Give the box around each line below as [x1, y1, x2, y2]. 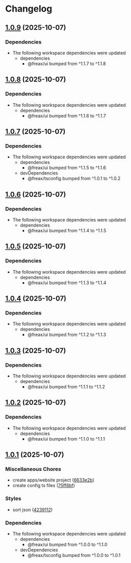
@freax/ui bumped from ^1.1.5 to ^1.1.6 [27, 165, 106, 171]
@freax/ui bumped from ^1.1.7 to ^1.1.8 [27, 60, 106, 66]
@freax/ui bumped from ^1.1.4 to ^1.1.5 [27, 227, 107, 233]
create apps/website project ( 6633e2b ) [12, 477, 95, 483]
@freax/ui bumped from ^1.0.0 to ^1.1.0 [27, 541, 107, 547]
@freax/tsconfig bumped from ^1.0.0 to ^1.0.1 [27, 552, 121, 558]
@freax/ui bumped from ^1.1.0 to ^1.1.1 [27, 436, 105, 442]
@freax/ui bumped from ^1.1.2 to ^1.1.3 [27, 332, 106, 338]
